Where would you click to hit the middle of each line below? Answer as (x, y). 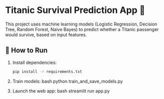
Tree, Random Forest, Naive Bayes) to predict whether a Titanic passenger (82, 29)
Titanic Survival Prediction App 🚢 (75, 10)
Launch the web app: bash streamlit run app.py (61, 91)
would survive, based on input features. (46, 34)
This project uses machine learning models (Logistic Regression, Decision (81, 24)
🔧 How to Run (26, 50)
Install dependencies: (34, 62)
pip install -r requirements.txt (47, 71)
